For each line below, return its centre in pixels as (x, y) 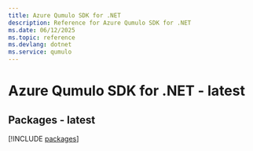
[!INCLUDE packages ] (44, 139)
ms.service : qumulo (40, 52)
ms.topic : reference (42, 37)
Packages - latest (52, 120)
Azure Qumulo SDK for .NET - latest (127, 91)
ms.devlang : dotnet (40, 45)
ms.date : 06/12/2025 (42, 30)
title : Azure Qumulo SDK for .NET (65, 15)
